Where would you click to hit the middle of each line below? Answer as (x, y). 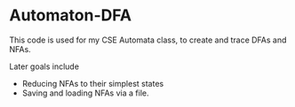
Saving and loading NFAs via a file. (85, 93)
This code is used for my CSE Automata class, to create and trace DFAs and (148, 40)
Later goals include (44, 66)
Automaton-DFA (70, 15)
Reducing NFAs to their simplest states (93, 83)
